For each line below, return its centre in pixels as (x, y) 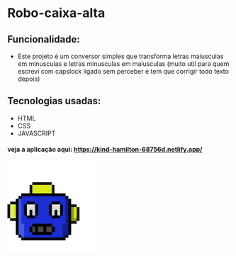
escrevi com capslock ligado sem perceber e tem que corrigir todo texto (123, 71)
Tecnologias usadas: (54, 101)
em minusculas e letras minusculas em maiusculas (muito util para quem (123, 64)
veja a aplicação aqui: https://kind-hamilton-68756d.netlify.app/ (105, 150)
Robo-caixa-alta (56, 13)
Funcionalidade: (44, 39)
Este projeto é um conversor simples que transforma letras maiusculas (120, 56)
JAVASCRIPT (36, 133)
